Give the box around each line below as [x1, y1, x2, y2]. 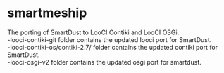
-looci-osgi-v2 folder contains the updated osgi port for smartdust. [7, 58, 202, 66]
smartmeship [7, 5, 87, 21]
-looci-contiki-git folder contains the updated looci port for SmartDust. [7, 35, 212, 44]
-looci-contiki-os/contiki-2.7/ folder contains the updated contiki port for [7, 43, 218, 51]
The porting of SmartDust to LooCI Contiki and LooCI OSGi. [7, 28, 180, 36]
